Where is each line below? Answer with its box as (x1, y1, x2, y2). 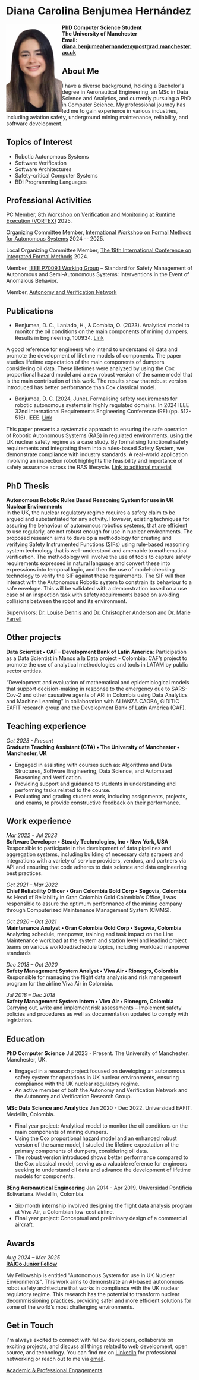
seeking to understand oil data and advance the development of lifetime (14, 1166, 191, 1174)
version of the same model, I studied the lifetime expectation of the (14, 1141, 179, 1148)
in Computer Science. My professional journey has (62, 101, 186, 108)
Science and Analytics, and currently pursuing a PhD (62, 94, 191, 102)
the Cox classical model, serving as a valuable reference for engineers (14, 1160, 188, 1167)
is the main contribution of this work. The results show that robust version (6, 377, 187, 384)
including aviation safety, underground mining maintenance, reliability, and (6, 113, 188, 121)
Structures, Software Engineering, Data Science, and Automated (14, 768, 172, 775)
